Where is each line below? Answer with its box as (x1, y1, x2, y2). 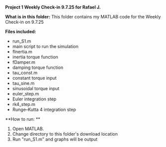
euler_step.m (12, 91, 39, 97)
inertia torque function (12, 54, 59, 60)
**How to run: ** (5, 116, 41, 122)
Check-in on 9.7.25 (5, 19, 44, 25)
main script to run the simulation (12, 44, 79, 49)
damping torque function (12, 64, 64, 70)
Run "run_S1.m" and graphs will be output (12, 136, 98, 142)
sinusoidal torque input (12, 86, 60, 91)
